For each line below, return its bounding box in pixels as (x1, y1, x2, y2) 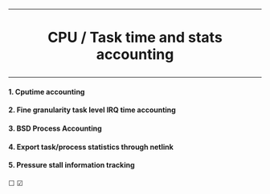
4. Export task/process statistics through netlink (8, 142, 174, 152)
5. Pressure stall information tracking (8, 160, 135, 170)
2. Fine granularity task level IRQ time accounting (8, 105, 177, 115)
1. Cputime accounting (8, 87, 85, 96)
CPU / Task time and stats (47, 29, 223, 46)
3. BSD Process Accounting (8, 123, 102, 133)
